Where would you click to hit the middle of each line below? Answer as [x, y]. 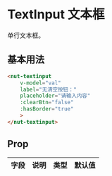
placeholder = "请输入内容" [55, 96]
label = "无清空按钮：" [49, 89]
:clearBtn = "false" [47, 103]
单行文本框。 [26, 35]
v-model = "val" [41, 83]
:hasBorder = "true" [47, 109]
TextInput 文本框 [56, 14]
